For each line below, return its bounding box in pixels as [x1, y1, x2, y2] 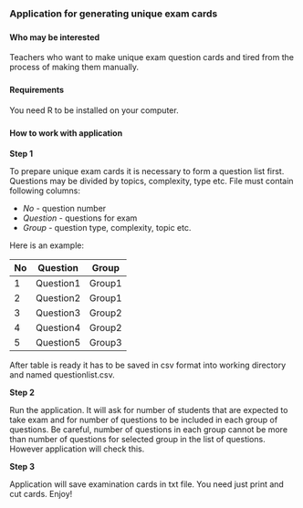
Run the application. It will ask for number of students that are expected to [9, 404, 288, 415]
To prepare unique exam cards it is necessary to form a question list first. [9, 165, 285, 176]
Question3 [36, 306, 81, 319]
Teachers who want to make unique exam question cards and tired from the [9, 52, 295, 63]
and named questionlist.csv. [9, 368, 116, 380]
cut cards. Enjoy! [9, 488, 73, 499]
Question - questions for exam [22, 213, 138, 223]
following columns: [9, 185, 80, 196]
